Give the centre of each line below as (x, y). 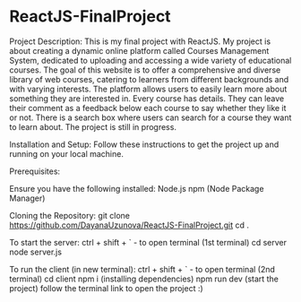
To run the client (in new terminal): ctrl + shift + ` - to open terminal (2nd (142, 269)
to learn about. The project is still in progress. (93, 126)
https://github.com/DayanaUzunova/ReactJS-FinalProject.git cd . (129, 225)
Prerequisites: (35, 171)
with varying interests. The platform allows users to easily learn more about (148, 89)
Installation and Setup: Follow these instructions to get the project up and (144, 144)
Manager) (27, 198)
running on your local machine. (66, 153)
